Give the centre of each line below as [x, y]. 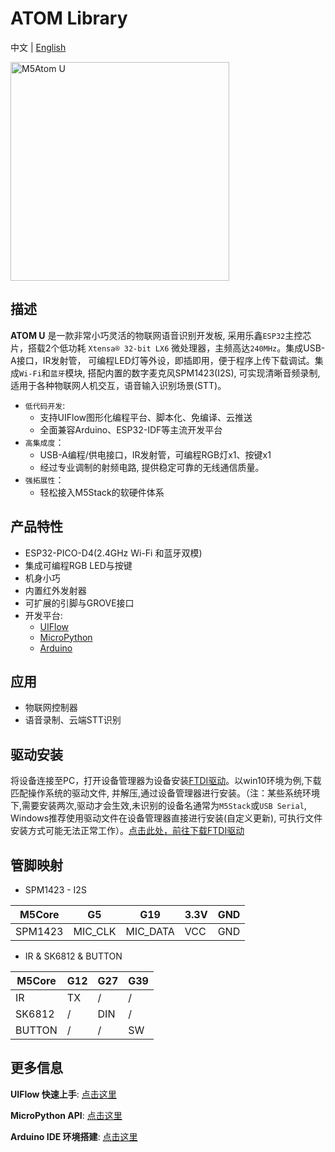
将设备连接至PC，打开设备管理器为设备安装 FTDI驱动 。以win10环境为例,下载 [166, 781]
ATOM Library [69, 18]
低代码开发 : [45, 405]
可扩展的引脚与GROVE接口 [79, 603]
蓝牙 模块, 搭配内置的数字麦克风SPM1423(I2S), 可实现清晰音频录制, [185, 373]
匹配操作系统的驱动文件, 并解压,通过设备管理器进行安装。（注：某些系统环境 [165, 793]
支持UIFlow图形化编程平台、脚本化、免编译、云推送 [146, 417]
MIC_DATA [150, 931]
